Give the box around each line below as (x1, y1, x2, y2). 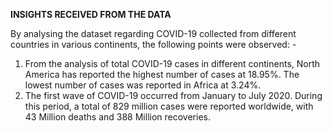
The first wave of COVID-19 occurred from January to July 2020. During (24, 90, 323, 101)
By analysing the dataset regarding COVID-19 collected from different (10, 28, 297, 39)
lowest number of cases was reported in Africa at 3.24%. (24, 79, 262, 91)
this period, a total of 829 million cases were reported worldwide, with (24, 100, 314, 112)
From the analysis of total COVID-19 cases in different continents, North (24, 58, 321, 69)
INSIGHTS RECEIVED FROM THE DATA (10, 9, 172, 20)
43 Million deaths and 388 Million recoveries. (24, 111, 211, 123)
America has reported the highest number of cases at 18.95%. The (24, 69, 300, 80)
